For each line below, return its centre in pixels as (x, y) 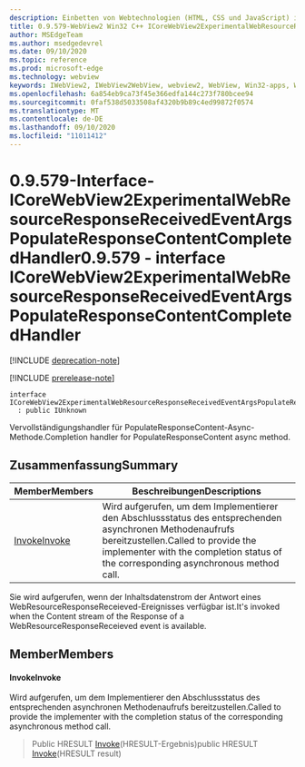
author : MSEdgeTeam (46, 34)
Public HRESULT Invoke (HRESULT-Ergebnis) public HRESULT (145, 744)
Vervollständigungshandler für (66, 427)
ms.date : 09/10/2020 (49, 52)
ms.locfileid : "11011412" (58, 136)
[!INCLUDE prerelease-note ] (62, 378)
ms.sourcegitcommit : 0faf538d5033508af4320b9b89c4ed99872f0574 (132, 102)
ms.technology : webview (54, 77)
